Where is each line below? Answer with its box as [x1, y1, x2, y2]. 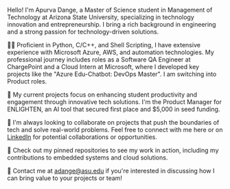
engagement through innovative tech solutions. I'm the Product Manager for [7, 98, 222, 105]
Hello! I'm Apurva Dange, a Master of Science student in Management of [7, 6, 213, 14]
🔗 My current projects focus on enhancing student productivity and [7, 90, 198, 99]
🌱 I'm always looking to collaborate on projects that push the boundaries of [7, 118, 220, 126]
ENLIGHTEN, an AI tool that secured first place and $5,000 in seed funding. [7, 105, 220, 113]
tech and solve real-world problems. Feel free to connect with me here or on [7, 126, 223, 134]
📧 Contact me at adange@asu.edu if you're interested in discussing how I [7, 167, 215, 175]
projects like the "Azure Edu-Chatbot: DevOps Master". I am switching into [7, 70, 217, 78]
